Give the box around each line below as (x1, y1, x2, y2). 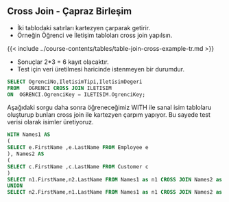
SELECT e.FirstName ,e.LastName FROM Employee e (7, 144, 149, 151)
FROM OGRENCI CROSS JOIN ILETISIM (7, 85, 112, 91)
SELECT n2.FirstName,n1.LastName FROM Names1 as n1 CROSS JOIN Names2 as (7, 189, 223, 196)
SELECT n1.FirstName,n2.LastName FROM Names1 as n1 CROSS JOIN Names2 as (7, 176, 223, 183)
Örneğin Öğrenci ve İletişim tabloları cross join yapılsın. (16, 31, 173, 39)
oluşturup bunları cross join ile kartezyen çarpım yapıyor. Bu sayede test (7, 111, 211, 119)
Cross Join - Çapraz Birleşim (7, 5, 132, 17)
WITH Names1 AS (7, 131, 51, 138)
